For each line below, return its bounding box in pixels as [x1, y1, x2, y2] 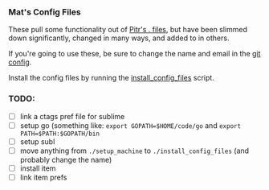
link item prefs [19, 172, 67, 182]
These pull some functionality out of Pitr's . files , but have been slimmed [8, 25, 247, 35]
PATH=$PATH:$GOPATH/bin [19, 130, 100, 138]
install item [19, 163, 56, 173]
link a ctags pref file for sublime [19, 111, 125, 121]
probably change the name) [19, 155, 112, 164]
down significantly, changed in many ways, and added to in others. [8, 33, 230, 43]
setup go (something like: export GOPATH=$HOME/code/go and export [19, 120, 242, 130]
